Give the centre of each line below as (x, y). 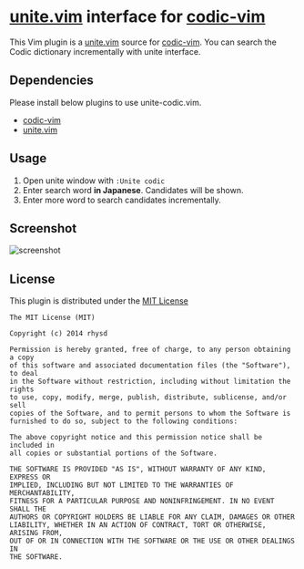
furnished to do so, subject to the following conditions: (124, 421)
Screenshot (43, 228)
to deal (24, 374)
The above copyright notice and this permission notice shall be (136, 438)
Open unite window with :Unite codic (94, 181)
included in (32, 445)
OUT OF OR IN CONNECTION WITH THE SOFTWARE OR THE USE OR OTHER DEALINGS (152, 541)
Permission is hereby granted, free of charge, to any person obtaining (150, 350)
